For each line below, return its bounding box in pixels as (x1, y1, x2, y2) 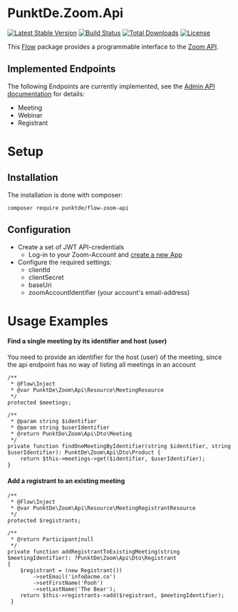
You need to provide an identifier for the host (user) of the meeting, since (7, 353, 222, 361)
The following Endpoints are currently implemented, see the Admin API (7, 82, 215, 90)
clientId (28, 265, 51, 274)
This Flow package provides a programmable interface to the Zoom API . (7, 42, 219, 51)
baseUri (28, 280, 52, 289)
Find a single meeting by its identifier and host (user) (7, 337, 167, 346)
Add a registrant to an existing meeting (7, 476, 125, 485)
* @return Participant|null (10, 536, 94, 543)
